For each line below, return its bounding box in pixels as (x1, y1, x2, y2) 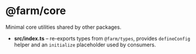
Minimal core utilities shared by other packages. (5, 23, 121, 31)
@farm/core (5, 4, 66, 18)
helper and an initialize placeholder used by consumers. (13, 41, 156, 48)
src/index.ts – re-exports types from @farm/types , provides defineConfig (13, 35, 191, 42)
